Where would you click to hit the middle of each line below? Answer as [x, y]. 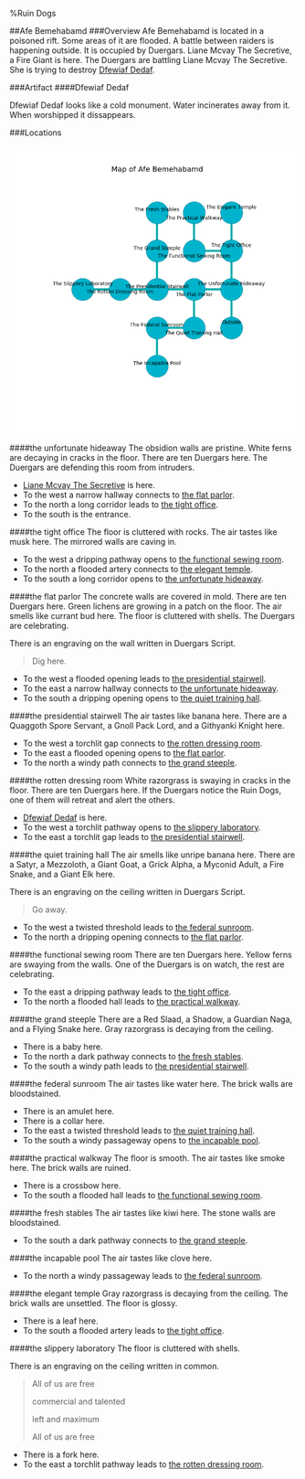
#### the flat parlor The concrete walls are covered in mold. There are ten [148, 596]
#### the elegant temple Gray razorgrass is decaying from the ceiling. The [149, 1293]
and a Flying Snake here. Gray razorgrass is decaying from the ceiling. [142, 1029]
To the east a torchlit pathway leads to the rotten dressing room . [143, 1464]
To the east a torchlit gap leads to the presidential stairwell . [134, 837]
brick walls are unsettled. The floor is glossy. [94, 1303]
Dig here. [49, 661]
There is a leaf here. [60, 1321]
